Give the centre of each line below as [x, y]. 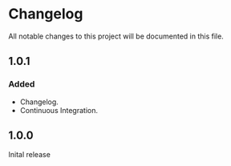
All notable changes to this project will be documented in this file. [116, 36]
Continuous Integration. [59, 110]
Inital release [29, 155]
